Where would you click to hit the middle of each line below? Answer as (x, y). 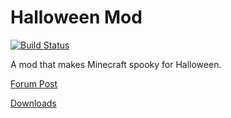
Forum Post (34, 83)
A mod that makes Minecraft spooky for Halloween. (116, 64)
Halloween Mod (76, 17)
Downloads (33, 103)
